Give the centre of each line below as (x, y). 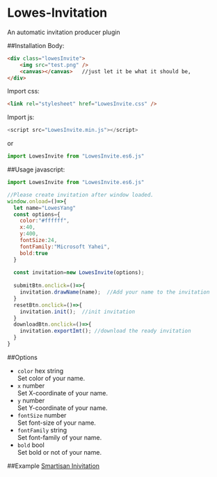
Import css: (23, 91)
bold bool (31, 445)
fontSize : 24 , (39, 241)
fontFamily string (42, 430)
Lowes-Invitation (57, 13)
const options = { (37, 214)
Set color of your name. (51, 378)
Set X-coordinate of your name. (63, 393)
